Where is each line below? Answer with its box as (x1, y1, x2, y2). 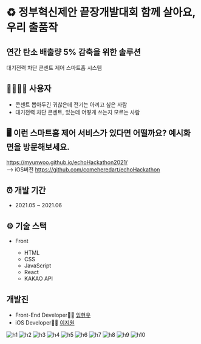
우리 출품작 (6, 21, 58, 35)
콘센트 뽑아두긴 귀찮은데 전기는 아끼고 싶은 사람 (15, 101, 128, 108)
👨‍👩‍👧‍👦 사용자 (6, 83, 52, 94)
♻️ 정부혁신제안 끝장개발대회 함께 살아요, (6, 5, 196, 19)
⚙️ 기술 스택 (6, 221, 47, 231)
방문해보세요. (22, 142, 70, 153)
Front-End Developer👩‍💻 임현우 (15, 311, 91, 319)
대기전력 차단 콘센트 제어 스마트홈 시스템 (6, 64, 102, 71)
